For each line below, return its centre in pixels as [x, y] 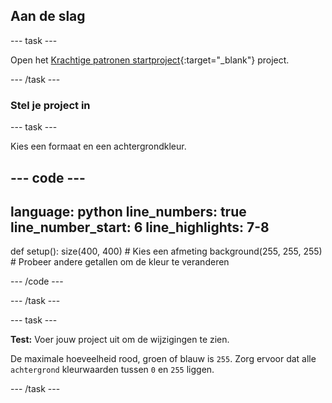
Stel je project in [50, 105]
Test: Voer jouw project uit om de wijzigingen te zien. [120, 340]
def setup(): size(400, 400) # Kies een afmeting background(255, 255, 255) [166, 251]
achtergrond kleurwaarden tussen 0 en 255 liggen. [112, 370]
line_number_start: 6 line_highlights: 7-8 [140, 227]
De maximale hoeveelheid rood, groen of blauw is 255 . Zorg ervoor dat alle [163, 359]
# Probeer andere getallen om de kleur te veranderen [120, 262]
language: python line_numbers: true [128, 211]
